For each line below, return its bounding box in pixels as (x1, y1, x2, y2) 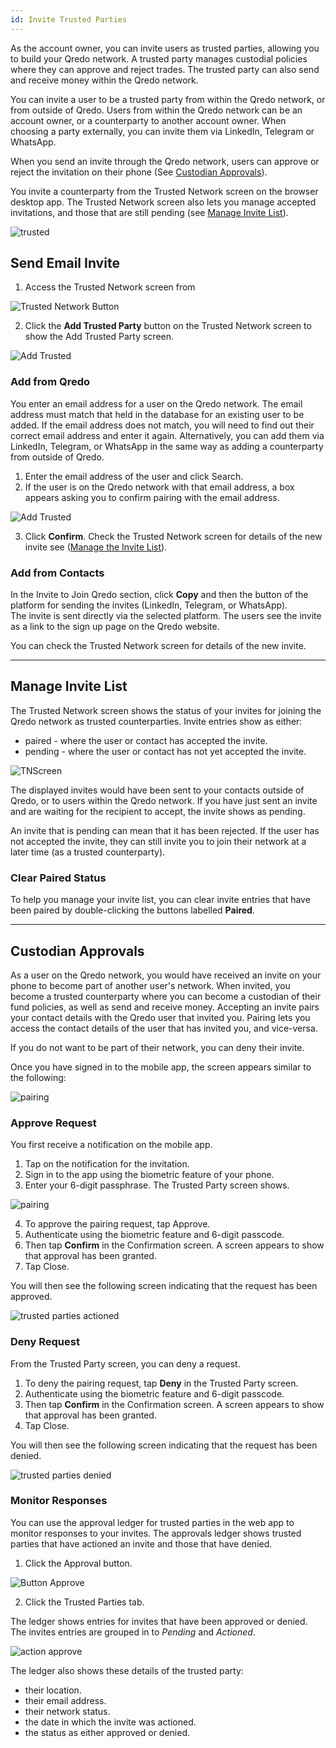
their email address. (24, 1694, 107, 1706)
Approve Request (10, 1116, 97, 1130)
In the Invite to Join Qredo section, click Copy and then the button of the (10, 589, 309, 601)
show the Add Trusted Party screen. (24, 331, 175, 343)
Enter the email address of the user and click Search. (24, 470, 244, 482)
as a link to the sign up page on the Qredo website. (10, 621, 220, 633)
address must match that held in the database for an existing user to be (10, 408, 305, 420)
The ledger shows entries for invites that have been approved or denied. (10, 1615, 308, 1627)
